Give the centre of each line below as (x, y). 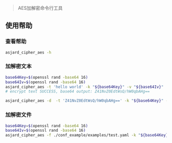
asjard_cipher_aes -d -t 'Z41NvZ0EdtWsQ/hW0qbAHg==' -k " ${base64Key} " (84, 101)
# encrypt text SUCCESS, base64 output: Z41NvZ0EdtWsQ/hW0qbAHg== (78, 91)
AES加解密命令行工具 (40, 8)
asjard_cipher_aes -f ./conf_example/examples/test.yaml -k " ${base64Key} (87, 135)
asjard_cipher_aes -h (28, 52)
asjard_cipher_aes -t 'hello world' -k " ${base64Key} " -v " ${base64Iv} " (84, 87)
